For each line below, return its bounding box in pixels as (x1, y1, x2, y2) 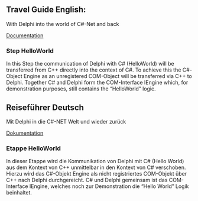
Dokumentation (6, 129, 44, 137)
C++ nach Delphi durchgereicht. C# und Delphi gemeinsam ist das (6, 177, 168, 184)
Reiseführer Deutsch (6, 102, 85, 112)
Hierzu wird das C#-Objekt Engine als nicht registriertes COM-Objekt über (6, 170, 187, 177)
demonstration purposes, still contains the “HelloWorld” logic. (6, 85, 156, 92)
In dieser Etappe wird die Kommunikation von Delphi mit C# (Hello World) (6, 158, 184, 165)
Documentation (6, 32, 44, 39)
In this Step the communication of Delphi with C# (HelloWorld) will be (6, 60, 174, 67)
